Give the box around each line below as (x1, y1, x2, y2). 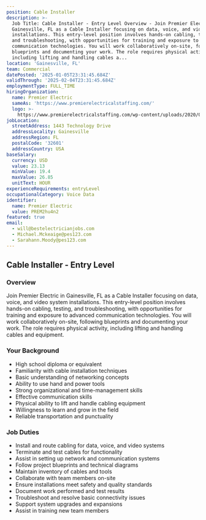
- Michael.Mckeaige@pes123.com (12, 231, 92, 237)
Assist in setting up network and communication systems (15, 454, 160, 462)
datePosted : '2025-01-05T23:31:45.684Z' (6, 72, 112, 78)
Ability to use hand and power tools (15, 380, 105, 387)
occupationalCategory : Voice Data (6, 191, 95, 197)
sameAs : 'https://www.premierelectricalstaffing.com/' (12, 100, 155, 106)
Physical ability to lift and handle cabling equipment (15, 399, 146, 407)
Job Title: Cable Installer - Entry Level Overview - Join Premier (12, 20, 188, 26)
